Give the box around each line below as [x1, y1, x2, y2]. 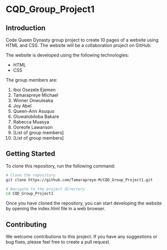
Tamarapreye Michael [13, 92, 59, 98]
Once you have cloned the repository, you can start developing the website [6, 200, 162, 206]
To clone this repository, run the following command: [6, 163, 116, 169]
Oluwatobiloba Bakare [13, 113, 60, 119]
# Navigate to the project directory [6, 186, 85, 192]
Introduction [6, 24, 46, 32]
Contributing [6, 220, 47, 229]
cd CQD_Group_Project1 [6, 191, 53, 196]
